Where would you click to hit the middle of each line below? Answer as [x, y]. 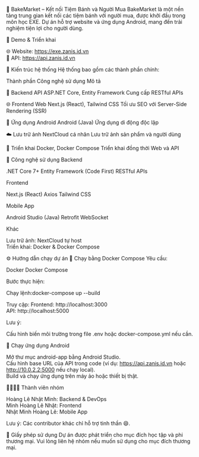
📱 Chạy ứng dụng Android [38, 345]
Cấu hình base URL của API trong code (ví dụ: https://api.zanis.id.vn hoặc [96, 363]
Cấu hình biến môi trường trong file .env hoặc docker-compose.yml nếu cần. [99, 334]
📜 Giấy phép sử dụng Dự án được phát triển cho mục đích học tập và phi [94, 435]
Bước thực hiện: [26, 281]
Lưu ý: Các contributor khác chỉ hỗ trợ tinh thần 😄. [68, 423]
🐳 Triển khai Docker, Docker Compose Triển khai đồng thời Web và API [93, 148]
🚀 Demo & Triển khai [31, 40]
